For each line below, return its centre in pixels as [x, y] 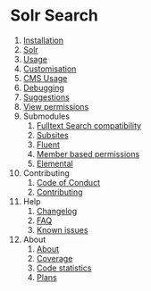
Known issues [62, 229]
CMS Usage [45, 78]
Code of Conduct [68, 182]
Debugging [44, 87]
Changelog [57, 211]
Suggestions [46, 97]
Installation [43, 40]
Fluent [48, 145]
